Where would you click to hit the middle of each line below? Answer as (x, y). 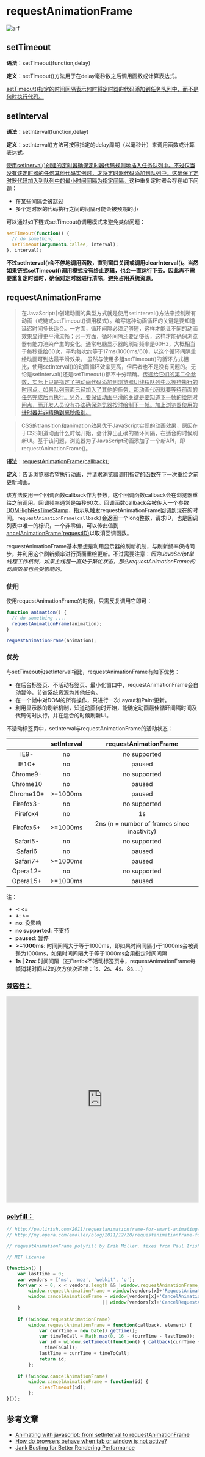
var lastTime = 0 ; (41, 1274)
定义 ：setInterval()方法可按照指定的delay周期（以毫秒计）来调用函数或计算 (101, 144)
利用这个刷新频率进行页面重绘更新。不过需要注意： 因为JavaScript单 (108, 554)
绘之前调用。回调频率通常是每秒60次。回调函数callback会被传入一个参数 (98, 502)
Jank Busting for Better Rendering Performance (75, 1447)
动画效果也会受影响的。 (36, 569)
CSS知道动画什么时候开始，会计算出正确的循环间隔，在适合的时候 (110, 433)
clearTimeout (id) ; (62, 1388)
